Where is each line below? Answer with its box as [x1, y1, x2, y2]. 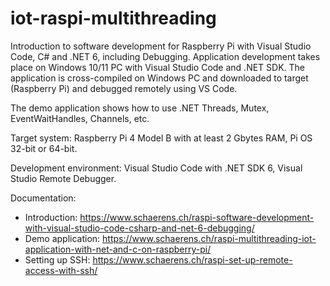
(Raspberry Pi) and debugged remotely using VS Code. [10, 82, 238, 94]
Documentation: [10, 192, 77, 204]
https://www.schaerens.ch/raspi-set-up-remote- [92, 253, 293, 266]
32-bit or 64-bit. [10, 142, 78, 154]
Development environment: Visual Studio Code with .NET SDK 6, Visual [10, 162, 303, 174]
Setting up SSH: [24, 253, 91, 266]
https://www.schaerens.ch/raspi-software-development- [79, 211, 315, 223]
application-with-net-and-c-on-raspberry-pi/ [24, 243, 212, 255]
